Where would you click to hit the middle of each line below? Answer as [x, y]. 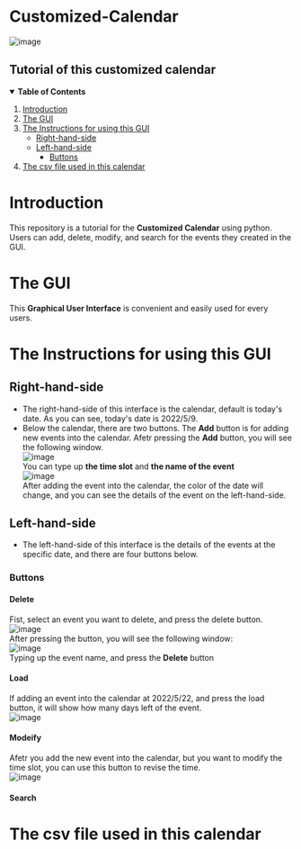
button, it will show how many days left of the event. [106, 708]
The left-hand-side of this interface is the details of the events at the [149, 545]
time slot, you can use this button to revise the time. [105, 767]
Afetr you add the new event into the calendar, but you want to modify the [146, 757]
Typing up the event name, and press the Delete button [111, 657]
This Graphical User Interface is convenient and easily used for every [139, 308]
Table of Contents [52, 91]
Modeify [26, 738]
